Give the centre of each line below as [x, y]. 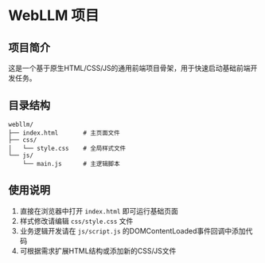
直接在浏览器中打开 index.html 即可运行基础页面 [99, 210]
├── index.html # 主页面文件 [64, 133]
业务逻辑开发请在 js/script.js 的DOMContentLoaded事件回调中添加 [132, 230]
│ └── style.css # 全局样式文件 [67, 148]
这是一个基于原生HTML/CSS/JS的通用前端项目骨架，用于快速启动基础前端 [129, 68]
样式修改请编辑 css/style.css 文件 [76, 221]
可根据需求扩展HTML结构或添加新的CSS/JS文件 [98, 250]
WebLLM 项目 [54, 16]
